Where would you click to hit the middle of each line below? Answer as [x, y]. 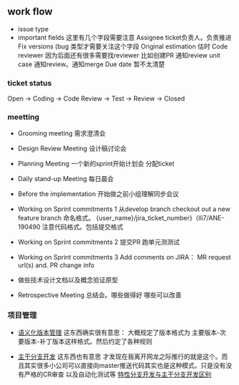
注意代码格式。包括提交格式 [82, 227]
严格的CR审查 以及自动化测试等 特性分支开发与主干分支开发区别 [118, 374]
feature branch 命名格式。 [56, 218]
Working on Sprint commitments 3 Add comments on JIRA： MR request [124, 257]
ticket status [30, 83]
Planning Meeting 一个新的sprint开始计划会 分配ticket [96, 164]
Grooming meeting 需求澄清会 [61, 133]
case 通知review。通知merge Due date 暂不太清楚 [91, 64]
